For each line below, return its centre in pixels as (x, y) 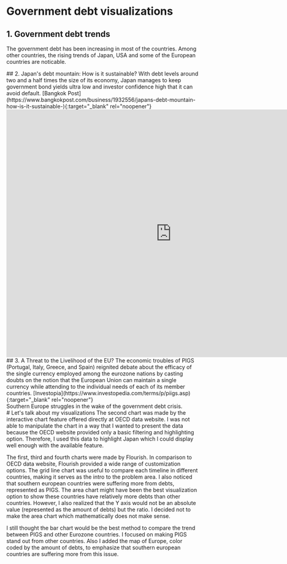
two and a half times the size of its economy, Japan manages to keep (94, 80)
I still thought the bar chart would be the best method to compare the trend (101, 528)
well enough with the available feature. (55, 445)
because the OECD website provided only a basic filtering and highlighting (100, 432)
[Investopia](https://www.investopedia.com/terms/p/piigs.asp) (112, 393)
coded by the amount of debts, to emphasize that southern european (94, 547)
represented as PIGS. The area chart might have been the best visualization (102, 490)
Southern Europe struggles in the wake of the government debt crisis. (94, 406)
